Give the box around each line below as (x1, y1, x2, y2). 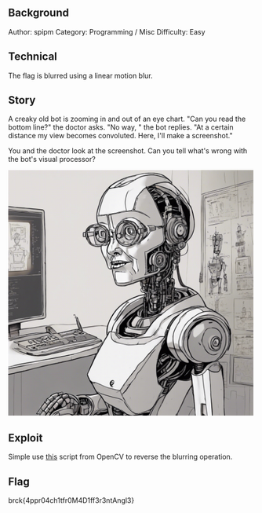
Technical (8, 50, 57, 64)
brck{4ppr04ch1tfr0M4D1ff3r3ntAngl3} (8, 496, 135, 505)
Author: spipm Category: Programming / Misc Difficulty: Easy (8, 27, 206, 36)
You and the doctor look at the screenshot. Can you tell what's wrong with (8, 146, 248, 156)
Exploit (8, 431, 43, 445)
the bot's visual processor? (8, 155, 96, 164)
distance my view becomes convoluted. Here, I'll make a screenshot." (8, 131, 233, 141)
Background (8, 6, 69, 20)
